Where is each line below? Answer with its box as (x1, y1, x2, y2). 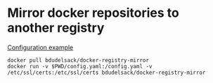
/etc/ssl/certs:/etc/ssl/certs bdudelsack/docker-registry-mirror (7, 69, 206, 76)
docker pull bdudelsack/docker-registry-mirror (7, 56, 150, 64)
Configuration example (7, 43, 74, 51)
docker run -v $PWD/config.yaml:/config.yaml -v (7, 63, 153, 70)
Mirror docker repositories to (7, 5, 179, 21)
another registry (7, 20, 105, 36)
